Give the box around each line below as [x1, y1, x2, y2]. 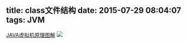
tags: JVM [6, 15, 45, 25]
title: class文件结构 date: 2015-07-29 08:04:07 [6, 5, 182, 16]
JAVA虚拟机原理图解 [6, 31, 55, 38]
